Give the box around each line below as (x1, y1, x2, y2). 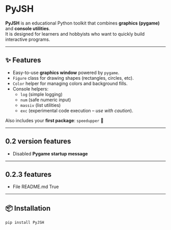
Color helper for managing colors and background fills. (12, 80, 128, 86)
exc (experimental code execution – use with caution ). (20, 107, 133, 113)
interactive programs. (5, 36, 50, 42)
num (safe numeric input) (20, 97, 71, 103)
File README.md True (12, 183, 59, 190)
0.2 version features (5, 137, 71, 146)
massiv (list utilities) (20, 102, 61, 108)
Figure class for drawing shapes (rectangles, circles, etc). (12, 75, 134, 81)
